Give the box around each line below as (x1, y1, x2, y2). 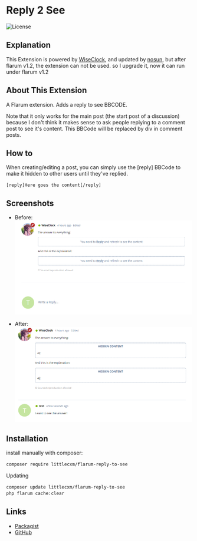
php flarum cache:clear (6, 490, 65, 496)
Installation (6, 434, 48, 444)
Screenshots (6, 198, 54, 208)
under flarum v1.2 (6, 68, 49, 75)
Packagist (14, 522, 40, 529)
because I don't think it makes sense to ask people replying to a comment (6, 118, 186, 126)
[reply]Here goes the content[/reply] (6, 182, 101, 189)
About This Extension (6, 85, 87, 95)
